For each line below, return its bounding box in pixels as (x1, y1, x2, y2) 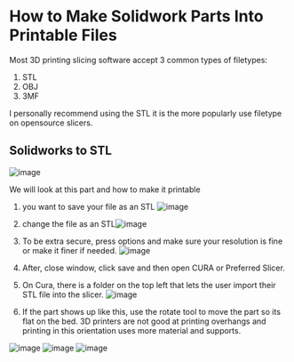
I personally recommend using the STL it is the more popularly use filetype (9, 108, 282, 118)
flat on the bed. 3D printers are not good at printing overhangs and (21, 316, 266, 326)
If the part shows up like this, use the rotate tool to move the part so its (21, 306, 282, 317)
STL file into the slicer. (21, 289, 104, 300)
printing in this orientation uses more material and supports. (21, 325, 242, 335)
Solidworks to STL (9, 143, 113, 158)
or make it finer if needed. (21, 245, 117, 255)
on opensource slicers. (9, 117, 93, 128)
